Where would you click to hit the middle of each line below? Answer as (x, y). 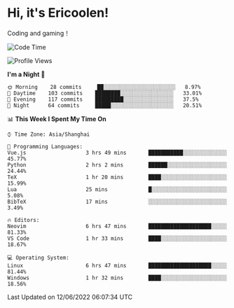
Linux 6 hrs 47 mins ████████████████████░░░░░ (117, 265)
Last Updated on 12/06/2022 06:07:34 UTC (70, 297)
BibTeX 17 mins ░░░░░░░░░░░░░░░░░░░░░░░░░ (117, 202)
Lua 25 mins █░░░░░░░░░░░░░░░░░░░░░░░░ (117, 189)
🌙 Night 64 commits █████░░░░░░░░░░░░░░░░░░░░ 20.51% (104, 105)
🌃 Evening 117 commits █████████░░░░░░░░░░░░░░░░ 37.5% (103, 99)
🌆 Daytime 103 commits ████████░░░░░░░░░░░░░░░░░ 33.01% (104, 93)
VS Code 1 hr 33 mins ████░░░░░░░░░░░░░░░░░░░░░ (117, 238)
